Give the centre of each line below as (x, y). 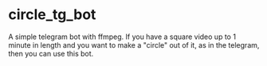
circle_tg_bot (52, 15)
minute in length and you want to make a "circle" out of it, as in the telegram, (134, 45)
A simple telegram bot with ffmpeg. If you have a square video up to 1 (122, 37)
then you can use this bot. (51, 53)
